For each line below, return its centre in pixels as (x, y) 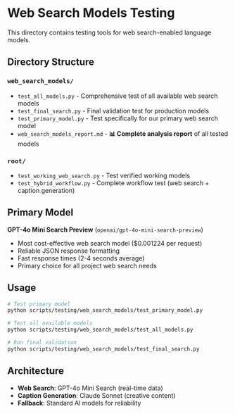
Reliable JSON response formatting (69, 251)
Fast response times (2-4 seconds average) (81, 258)
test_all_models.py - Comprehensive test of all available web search (118, 96)
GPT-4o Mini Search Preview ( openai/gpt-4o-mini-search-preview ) (106, 230)
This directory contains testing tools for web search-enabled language (109, 32)
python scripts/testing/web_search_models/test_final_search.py (103, 349)
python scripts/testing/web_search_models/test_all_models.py (100, 330)
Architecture (36, 371)
